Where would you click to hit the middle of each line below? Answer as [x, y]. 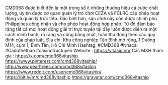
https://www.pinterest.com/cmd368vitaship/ [51, 61]
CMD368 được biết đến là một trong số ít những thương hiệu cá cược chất [82, 8]
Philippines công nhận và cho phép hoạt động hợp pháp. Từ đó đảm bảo [80, 24]
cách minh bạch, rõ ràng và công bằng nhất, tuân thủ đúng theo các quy [80, 34]
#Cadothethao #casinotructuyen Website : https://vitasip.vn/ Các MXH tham [84, 51]
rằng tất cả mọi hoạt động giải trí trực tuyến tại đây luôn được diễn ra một [81, 29]
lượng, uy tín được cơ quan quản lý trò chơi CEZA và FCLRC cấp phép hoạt [82, 13]
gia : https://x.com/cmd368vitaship [41, 56]
